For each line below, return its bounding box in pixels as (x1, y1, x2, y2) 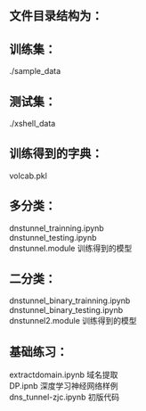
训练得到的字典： (9, 146, 103, 161)
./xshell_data (9, 119, 56, 129)
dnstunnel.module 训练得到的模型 (9, 242, 133, 253)
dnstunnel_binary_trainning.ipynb (9, 295, 131, 306)
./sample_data (9, 66, 61, 77)
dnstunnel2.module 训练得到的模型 (9, 316, 137, 326)
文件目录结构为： (9, 8, 103, 24)
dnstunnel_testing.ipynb (9, 232, 97, 242)
